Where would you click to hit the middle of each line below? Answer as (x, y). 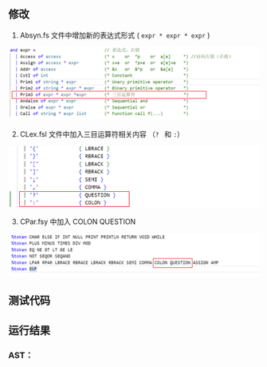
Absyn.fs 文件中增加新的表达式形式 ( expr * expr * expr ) (115, 35)
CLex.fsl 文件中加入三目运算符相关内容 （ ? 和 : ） (102, 134)
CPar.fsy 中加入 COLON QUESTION (78, 221)
